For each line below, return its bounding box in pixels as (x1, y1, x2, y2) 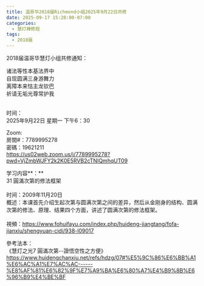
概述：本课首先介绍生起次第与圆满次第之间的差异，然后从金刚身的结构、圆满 (6, 199, 198, 206)
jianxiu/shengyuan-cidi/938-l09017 (6, 227, 94, 234)
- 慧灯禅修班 (12, 25, 41, 32)
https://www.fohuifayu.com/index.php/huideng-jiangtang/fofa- (22, 221, 180, 227)
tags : (6, 32, 20, 38)
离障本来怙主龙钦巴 (6, 82, 55, 90)
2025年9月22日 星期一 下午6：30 (6, 117, 90, 124)
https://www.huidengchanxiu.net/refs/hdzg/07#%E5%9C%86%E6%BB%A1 (6, 254, 196, 261)
